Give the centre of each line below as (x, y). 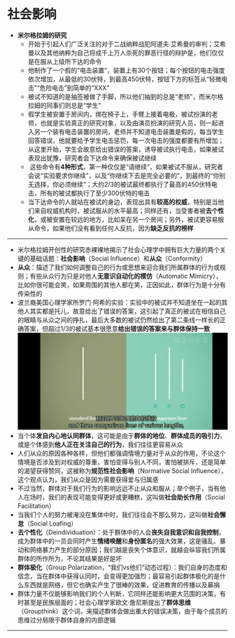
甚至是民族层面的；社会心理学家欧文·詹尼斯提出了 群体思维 (107, 603)
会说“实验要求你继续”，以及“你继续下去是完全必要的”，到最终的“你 (123, 175)
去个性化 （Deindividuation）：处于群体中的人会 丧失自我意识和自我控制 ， (121, 532)
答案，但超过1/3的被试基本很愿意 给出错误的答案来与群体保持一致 (117, 328)
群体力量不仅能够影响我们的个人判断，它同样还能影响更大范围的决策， (119, 594)
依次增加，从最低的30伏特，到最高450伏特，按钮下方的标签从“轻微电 (128, 79)
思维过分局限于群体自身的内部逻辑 (66, 620)
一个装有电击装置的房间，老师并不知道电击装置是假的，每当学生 (132, 131)
